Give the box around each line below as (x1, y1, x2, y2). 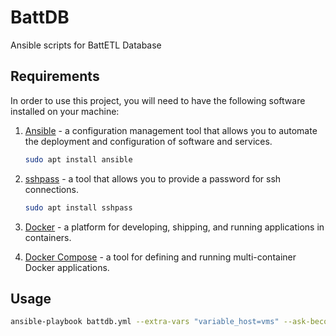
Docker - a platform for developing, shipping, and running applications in (24, 221, 325, 233)
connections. (24, 183, 79, 195)
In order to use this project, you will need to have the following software (10, 94, 306, 106)
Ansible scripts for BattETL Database (10, 39, 162, 51)
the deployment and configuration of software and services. (24, 135, 273, 147)
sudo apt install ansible (24, 154, 133, 165)
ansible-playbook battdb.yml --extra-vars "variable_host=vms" (10, 317, 280, 327)
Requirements (10, 68, 100, 85)
